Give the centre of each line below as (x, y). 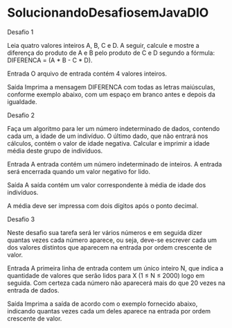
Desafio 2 (21, 115)
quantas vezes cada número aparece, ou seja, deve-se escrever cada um (112, 240)
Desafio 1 (20, 32)
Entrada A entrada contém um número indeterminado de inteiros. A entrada (115, 164)
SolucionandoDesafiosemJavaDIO (108, 13)
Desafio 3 (21, 219)
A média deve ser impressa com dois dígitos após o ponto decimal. (103, 205)
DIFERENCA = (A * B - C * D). (50, 60)
